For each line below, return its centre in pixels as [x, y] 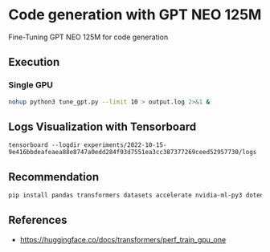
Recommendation [53, 177]
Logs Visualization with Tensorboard [102, 126]
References [38, 220]
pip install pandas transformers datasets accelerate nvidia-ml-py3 [125, 195]
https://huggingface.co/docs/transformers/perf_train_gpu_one [123, 239]
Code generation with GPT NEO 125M [135, 15]
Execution [34, 62]
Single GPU [31, 85]
